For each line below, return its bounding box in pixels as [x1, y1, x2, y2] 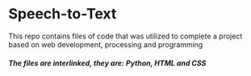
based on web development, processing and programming [8, 39, 203, 49]
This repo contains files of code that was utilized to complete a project [8, 31, 243, 41]
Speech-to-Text [8, 5, 117, 23]
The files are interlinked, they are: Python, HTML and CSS [8, 58, 207, 68]
